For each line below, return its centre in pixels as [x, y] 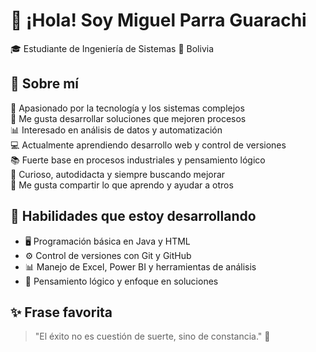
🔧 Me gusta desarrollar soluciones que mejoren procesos [128, 118]
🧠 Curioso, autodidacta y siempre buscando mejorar [118, 174]
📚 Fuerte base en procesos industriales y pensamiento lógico [138, 160]
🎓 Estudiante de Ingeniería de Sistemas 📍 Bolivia [112, 48]
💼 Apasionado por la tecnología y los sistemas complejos [127, 108]
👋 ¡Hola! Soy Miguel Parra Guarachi [158, 20]
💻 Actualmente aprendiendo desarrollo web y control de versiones [148, 145]
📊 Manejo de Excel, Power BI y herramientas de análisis [140, 266]
